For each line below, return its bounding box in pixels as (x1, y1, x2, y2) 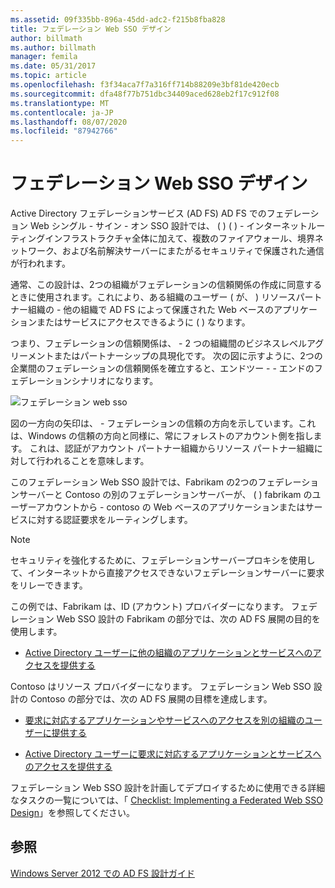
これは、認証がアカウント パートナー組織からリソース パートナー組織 (29, 442, 315, 455)
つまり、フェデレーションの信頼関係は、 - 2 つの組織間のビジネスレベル (10, 337, 307, 350)
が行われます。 (10, 257, 71, 270)
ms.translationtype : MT (10, 98, 110, 108)
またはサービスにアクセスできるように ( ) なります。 (36, 316, 251, 328)
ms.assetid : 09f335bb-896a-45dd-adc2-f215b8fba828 (10, 14, 226, 25)
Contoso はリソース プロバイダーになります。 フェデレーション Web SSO (10, 681, 312, 693)
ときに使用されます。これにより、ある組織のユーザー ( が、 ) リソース (10, 291, 297, 303)
